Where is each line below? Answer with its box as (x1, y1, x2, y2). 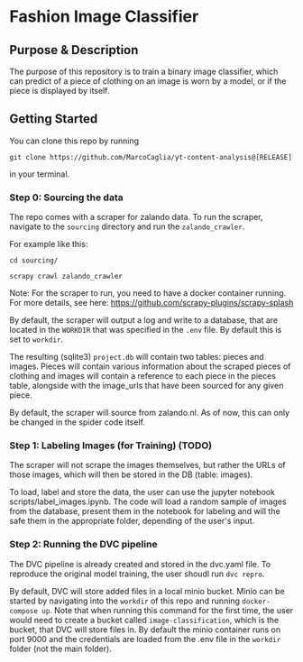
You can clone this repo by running (9, 135, 140, 146)
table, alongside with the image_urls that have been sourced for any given (9, 381, 284, 391)
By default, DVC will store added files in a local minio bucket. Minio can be (9, 585, 286, 596)
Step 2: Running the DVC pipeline (9, 538, 158, 551)
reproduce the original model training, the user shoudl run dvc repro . (9, 568, 265, 579)
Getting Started (9, 111, 98, 127)
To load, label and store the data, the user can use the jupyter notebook (9, 487, 275, 498)
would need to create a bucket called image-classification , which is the (9, 614, 280, 625)
